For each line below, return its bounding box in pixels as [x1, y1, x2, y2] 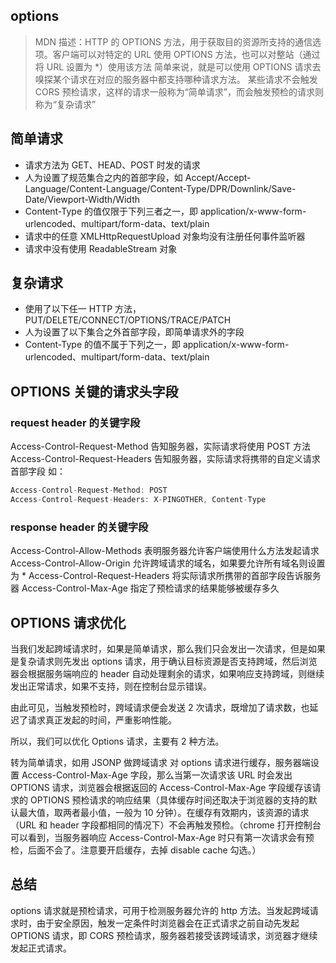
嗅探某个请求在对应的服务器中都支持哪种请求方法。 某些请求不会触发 [34, 73, 318, 85]
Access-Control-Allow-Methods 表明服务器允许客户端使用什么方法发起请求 [10, 545, 320, 557]
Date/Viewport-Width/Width [24, 193, 141, 205]
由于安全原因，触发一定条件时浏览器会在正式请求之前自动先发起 [36, 917, 300, 929]
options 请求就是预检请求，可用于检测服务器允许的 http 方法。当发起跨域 [10, 904, 310, 916]
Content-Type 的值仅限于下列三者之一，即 [24, 205, 198, 217]
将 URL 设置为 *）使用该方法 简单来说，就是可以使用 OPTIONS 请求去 [34, 60, 322, 73]
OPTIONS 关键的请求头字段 [10, 383, 179, 400]
